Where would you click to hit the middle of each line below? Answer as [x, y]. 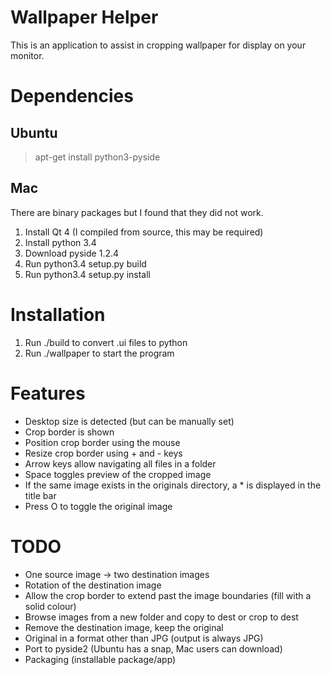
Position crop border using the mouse [102, 442]
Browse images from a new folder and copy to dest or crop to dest [161, 617]
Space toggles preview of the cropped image [118, 474]
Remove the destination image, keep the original [124, 627]
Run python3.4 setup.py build [85, 263]
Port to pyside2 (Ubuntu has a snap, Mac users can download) [153, 648]
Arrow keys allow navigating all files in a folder [120, 463]
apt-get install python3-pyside [97, 157]
